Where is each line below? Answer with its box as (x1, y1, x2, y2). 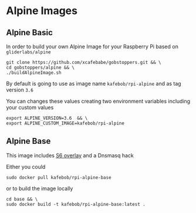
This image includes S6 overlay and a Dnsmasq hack (6, 151, 134, 159)
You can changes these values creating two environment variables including (6, 98, 191, 104)
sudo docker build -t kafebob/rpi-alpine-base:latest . (6, 201, 146, 207)
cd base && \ (6, 196, 38, 202)
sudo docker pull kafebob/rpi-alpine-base (6, 174, 111, 180)
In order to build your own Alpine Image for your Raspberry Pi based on (6, 43, 179, 50)
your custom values (6, 104, 54, 111)
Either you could (6, 163, 46, 170)
